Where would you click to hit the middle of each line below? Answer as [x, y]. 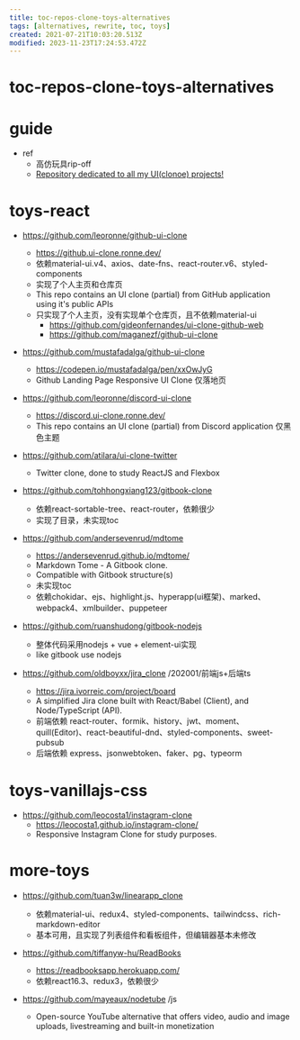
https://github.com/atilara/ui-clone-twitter [100, 456]
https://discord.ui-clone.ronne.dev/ [101, 416]
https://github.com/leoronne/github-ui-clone [105, 236]
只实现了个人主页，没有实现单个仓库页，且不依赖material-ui [146, 315]
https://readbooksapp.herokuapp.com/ [107, 971]
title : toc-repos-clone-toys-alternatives [90, 18]
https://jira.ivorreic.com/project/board [106, 692]
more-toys [49, 871]
